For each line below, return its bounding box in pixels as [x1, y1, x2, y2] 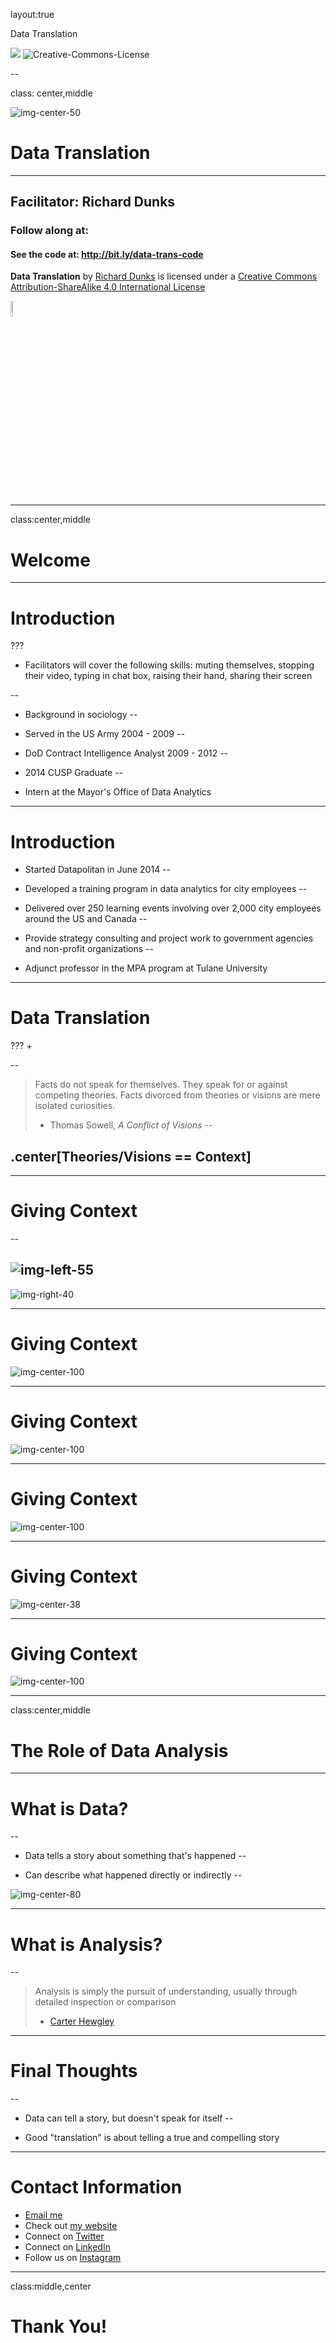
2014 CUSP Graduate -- [24, 767, 124, 779]
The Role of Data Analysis [10, 1739, 229, 1762]
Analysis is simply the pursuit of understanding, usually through [34, 1985, 298, 1998]
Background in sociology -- [24, 709, 138, 721]
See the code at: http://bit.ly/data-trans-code [10, 248, 204, 260]
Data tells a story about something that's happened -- [24, 1850, 247, 1862]
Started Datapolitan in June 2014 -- [24, 864, 171, 876]
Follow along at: [10, 224, 89, 238]
